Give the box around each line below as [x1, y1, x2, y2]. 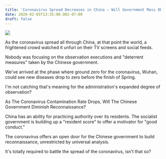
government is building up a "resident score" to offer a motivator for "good [5, 119, 157, 125]
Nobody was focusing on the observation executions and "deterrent [5, 54, 144, 60]
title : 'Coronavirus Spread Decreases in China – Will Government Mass [5, 7, 156, 12]
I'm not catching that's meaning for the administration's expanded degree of [5, 84, 161, 90]
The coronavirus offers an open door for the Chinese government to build [5, 134, 155, 140]
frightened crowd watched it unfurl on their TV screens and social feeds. [5, 45, 153, 51]
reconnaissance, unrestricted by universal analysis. [5, 139, 110, 145]
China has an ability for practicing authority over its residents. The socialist [5, 113, 158, 119]
